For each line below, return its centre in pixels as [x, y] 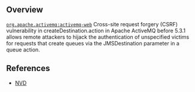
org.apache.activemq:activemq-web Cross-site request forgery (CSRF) [92, 24]
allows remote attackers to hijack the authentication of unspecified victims [98, 37]
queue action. [23, 50]
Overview [25, 10]
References [28, 68]
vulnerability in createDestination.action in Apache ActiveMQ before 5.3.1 [96, 30]
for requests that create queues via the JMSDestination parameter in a [93, 43]
